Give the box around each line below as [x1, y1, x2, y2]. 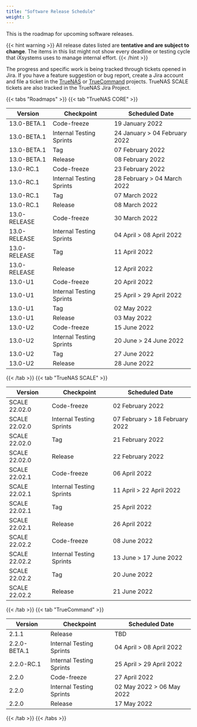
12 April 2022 [114, 265, 154, 273]
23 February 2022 [114, 165, 165, 173]
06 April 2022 [113, 469, 152, 477]
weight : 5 [6, 14, 30, 20]
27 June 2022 [114, 350, 154, 358]
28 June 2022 [114, 359, 154, 367]
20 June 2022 [113, 570, 153, 579]
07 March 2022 [114, 191, 158, 199]
